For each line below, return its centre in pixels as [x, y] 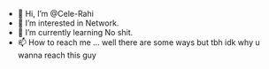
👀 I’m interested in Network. [68, 23]
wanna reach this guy [57, 55]
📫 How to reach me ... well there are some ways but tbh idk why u [138, 42]
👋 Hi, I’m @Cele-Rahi [56, 14]
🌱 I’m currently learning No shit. [75, 32]
